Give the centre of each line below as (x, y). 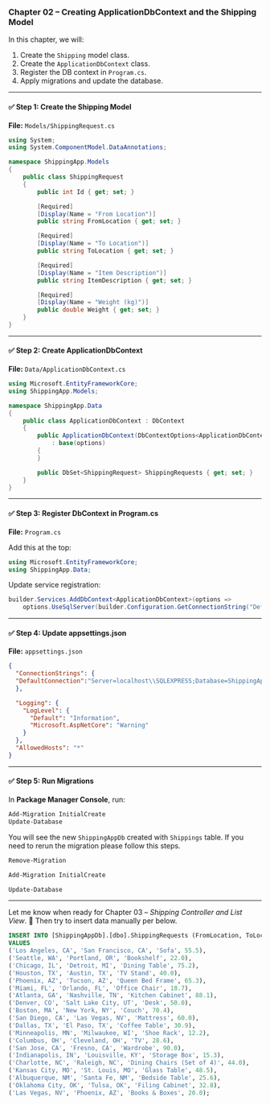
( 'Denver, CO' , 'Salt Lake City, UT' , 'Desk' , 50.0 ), (100, 1003)
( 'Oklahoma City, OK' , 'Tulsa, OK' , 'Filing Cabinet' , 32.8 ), (115, 1085)
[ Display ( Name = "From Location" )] (97, 214)
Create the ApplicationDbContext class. (85, 64)
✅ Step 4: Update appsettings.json (67, 633)
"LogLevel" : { (46, 711)
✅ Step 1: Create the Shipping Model (70, 106)
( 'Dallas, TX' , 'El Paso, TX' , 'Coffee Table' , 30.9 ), (102, 1025)
